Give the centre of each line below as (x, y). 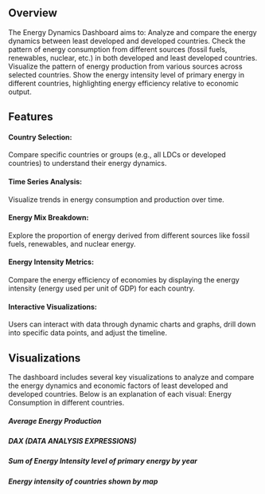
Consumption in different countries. (66, 403)
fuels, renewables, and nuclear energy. (72, 243)
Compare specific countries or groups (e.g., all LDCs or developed (117, 155)
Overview (33, 13)
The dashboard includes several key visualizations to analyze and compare (131, 377)
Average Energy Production (55, 421)
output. (20, 92)
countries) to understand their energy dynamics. (88, 164)
